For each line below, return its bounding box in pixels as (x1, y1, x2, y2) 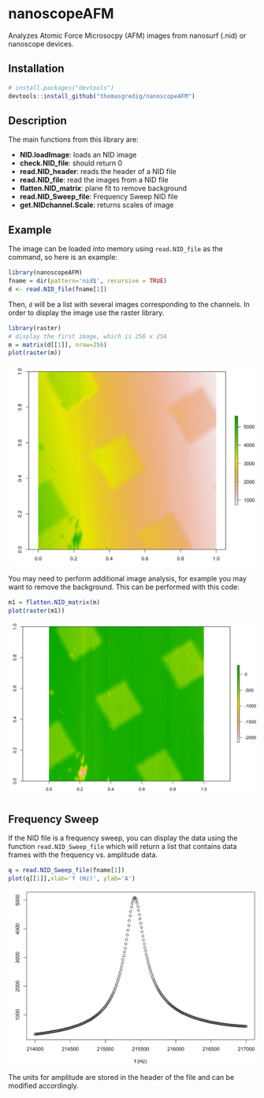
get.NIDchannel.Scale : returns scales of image (19, 200, 174, 210)
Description (8, 113, 67, 127)
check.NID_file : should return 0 (19, 158, 123, 168)
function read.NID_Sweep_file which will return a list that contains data (8, 842, 237, 851)
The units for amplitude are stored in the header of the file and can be (8, 1072, 235, 1081)
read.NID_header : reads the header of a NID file (19, 167, 177, 176)
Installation (8, 62, 65, 76)
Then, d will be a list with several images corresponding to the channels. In (8, 299, 251, 309)
